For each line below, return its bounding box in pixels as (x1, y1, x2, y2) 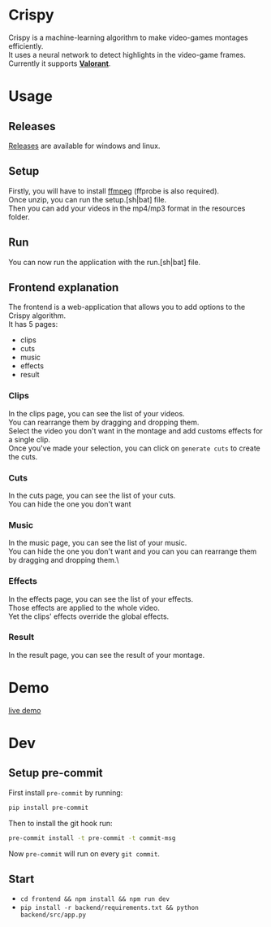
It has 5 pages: (8, 320, 58, 329)
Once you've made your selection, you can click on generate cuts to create (8, 443, 261, 453)
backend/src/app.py (19, 911, 87, 920)
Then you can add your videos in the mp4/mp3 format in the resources (8, 203, 246, 213)
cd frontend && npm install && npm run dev (19, 895, 170, 903)
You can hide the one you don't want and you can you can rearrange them (8, 546, 257, 556)
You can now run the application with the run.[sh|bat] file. (8, 257, 201, 267)
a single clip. (8, 434, 51, 444)
